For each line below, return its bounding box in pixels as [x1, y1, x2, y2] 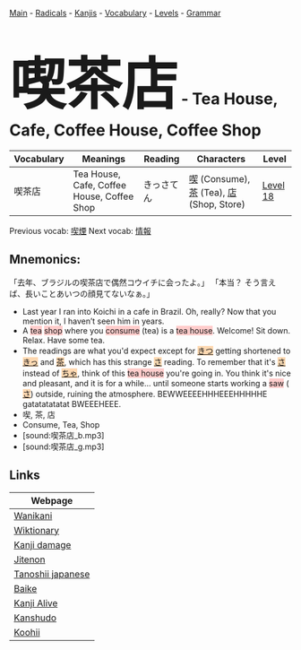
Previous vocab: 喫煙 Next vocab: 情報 [9, 225, 151, 236]
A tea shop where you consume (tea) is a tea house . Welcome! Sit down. [21, 325, 291, 335]
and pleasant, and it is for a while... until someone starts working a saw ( [21, 377, 289, 388]
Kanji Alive [13, 596, 58, 609]
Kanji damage [13, 538, 72, 550]
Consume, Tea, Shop [21, 419, 100, 429]
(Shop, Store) [188, 197, 245, 210]
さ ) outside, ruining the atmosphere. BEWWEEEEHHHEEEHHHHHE [21, 388, 268, 399]
